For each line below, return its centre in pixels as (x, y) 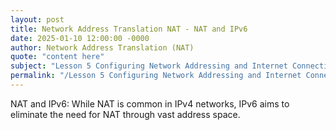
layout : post (37, 19)
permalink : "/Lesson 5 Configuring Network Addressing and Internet (156, 76)
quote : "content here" (57, 57)
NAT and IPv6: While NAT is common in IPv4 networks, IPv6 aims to (150, 103)
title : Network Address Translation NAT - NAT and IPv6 (129, 29)
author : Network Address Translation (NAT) (102, 47)
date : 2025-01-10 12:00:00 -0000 (80, 38)
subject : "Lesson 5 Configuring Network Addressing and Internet (149, 66)
